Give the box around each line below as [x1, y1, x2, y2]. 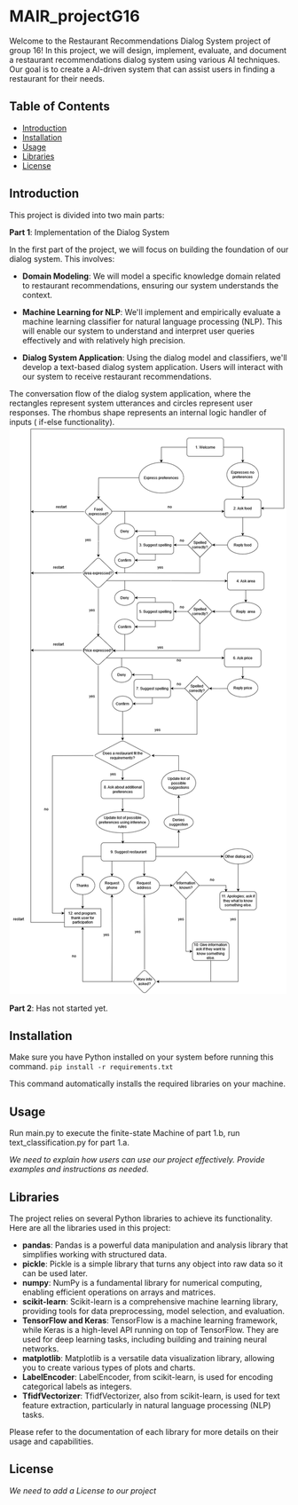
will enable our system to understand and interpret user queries [21, 326, 255, 336]
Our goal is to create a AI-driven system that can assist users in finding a [9, 64, 276, 75]
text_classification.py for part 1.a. [9, 1138, 130, 1148]
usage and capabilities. [9, 1436, 94, 1446]
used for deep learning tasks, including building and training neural [21, 1334, 268, 1344]
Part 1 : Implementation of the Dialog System [9, 226, 170, 237]
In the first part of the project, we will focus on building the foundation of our [9, 244, 289, 255]
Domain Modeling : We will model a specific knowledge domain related [21, 271, 281, 281]
